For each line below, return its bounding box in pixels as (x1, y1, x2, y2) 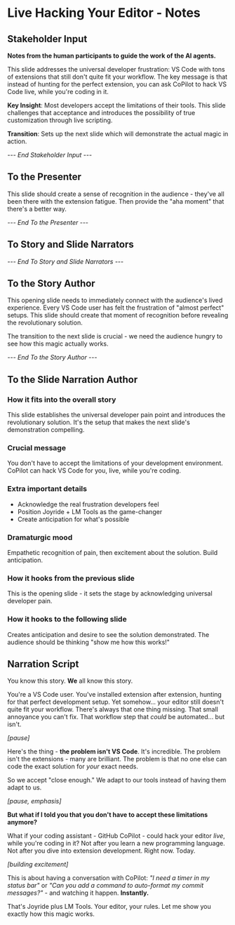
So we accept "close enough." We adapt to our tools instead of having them (7, 776, 227, 785)
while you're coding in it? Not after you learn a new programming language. (7, 839, 226, 848)
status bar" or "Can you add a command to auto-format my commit (7, 881, 204, 890)
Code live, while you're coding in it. (7, 88, 109, 96)
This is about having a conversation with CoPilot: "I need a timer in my (7, 874, 210, 882)
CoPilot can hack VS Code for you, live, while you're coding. (7, 466, 181, 475)
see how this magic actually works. (7, 339, 109, 348)
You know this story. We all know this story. (7, 676, 133, 685)
